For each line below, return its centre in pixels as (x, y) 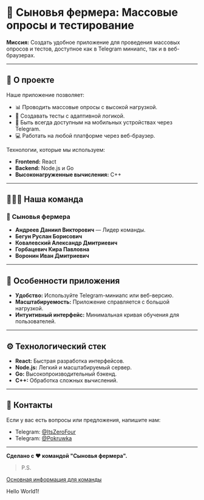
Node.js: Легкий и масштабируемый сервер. (73, 368)
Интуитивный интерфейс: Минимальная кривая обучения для (97, 315)
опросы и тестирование (70, 25)
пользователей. (36, 321)
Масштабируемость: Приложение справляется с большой (92, 302)
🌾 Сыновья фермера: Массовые (92, 12)
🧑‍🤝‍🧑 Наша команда (45, 200)
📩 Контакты (29, 405)
